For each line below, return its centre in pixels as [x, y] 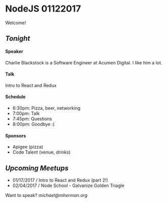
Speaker [14, 51]
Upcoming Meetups [37, 168]
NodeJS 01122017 [43, 9]
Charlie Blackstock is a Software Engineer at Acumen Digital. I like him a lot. [84, 62]
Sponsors [16, 136]
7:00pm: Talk [26, 113]
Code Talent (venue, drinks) [41, 152]
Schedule [16, 97]
